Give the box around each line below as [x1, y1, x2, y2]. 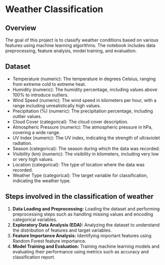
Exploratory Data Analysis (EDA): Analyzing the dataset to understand [12, 222, 160, 228]
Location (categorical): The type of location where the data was [12, 162, 145, 168]
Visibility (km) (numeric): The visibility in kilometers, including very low [12, 150, 159, 157]
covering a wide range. [12, 129, 60, 135]
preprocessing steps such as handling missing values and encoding [12, 211, 153, 217]
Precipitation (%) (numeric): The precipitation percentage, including [12, 108, 153, 114]
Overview [5, 24, 37, 32]
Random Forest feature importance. [12, 238, 87, 244]
